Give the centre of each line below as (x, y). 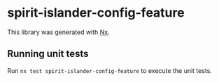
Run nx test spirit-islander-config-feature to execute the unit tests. (109, 70)
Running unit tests (48, 54)
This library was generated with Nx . (58, 32)
